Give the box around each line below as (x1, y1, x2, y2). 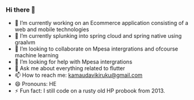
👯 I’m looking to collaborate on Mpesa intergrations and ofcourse (14, 45, 179, 52)
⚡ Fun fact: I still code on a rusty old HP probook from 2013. (14, 87, 166, 95)
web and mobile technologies (14, 26, 89, 33)
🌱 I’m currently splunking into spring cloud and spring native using (14, 32, 182, 40)
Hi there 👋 (6, 5, 36, 14)
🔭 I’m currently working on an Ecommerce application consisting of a (14, 20, 188, 27)
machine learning (14, 52, 59, 59)
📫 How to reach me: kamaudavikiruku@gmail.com (14, 71, 143, 79)
